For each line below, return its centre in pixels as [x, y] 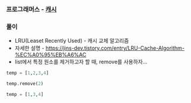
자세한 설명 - [29, 48]
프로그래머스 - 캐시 [31, 9]
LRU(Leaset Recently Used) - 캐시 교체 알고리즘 [72, 41]
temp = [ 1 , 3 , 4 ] [25, 94]
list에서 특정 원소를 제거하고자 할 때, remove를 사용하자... [81, 62]
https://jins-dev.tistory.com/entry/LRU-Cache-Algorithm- [115, 48]
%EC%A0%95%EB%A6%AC [50, 55]
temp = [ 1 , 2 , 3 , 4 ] [28, 73]
